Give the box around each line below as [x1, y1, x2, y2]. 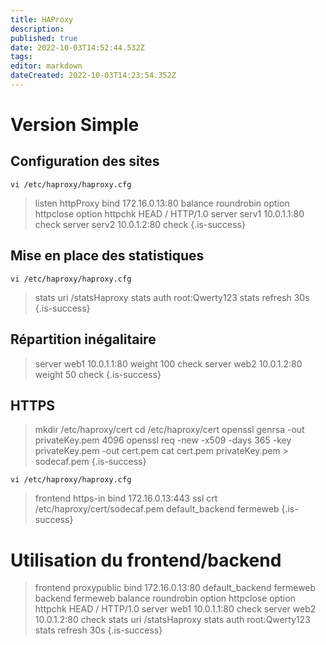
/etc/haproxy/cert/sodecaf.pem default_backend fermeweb [34, 503, 280, 515]
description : [10, 24, 65, 34]
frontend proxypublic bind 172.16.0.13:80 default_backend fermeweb [34, 582, 317, 594]
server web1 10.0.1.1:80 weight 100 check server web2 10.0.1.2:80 [34, 357, 303, 370]
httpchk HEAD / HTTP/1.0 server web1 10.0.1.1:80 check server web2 [34, 603, 317, 615]
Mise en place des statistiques [10, 247, 205, 265]
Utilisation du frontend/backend [10, 549, 282, 571]
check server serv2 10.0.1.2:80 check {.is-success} [34, 218, 246, 230]
